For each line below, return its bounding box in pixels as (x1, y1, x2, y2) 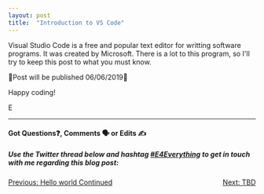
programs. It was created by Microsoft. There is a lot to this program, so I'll (8, 49, 250, 58)
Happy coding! (8, 87, 57, 97)
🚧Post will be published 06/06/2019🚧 (8, 72, 128, 82)
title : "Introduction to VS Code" (8, 19, 125, 27)
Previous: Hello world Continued (8, 178, 112, 187)
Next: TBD (222, 178, 256, 187)
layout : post (8, 11, 51, 20)
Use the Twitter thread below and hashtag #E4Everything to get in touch (8, 149, 251, 159)
